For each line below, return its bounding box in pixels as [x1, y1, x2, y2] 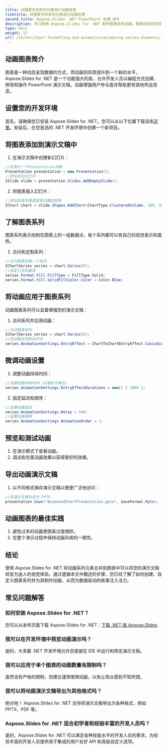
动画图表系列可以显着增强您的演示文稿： [5, 307, 88, 313]
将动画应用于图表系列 [5, 293, 71, 301]
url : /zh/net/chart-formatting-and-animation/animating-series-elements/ [5, 35, 162, 40]
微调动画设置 [5, 356, 45, 365]
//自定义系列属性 [5, 268, 36, 273]
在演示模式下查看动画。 [12, 448, 61, 454]
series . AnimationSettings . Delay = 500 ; [5, 409, 88, 415]
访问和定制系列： [12, 249, 48, 255]
